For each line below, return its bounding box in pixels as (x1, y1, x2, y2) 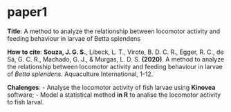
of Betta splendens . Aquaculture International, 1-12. (7, 70, 154, 78)
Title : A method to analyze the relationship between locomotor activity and (7, 27, 221, 35)
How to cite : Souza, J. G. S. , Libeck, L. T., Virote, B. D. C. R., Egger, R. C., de (7, 48, 224, 56)
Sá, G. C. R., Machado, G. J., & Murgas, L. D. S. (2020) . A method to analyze (7, 55, 225, 63)
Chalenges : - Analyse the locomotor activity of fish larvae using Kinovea (7, 83, 216, 91)
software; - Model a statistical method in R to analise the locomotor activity (7, 91, 221, 99)
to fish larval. (7, 97, 44, 106)
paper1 (7, 4, 47, 20)
